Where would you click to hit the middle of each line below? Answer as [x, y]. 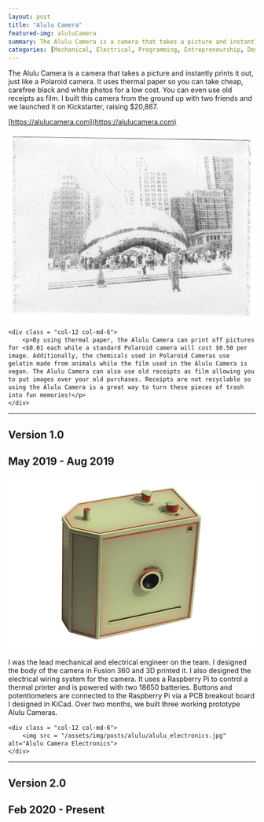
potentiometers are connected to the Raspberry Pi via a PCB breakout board [132, 696]
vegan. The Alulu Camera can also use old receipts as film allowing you [132, 372]
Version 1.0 [36, 434]
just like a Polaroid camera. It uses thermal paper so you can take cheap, [126, 82]
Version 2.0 [37, 783]
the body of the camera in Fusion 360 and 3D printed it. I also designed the [130, 671]
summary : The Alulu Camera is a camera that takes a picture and [117, 42]
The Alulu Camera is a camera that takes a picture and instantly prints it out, [131, 73]
